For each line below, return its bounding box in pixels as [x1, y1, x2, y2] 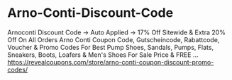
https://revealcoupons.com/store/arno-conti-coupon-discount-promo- [7, 58, 214, 66]
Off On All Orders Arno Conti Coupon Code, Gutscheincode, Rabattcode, [7, 35, 220, 44]
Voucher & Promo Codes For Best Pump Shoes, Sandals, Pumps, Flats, [7, 43, 214, 51]
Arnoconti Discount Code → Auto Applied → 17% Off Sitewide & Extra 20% [7, 28, 226, 36]
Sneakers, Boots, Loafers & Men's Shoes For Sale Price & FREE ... [7, 51, 199, 59]
